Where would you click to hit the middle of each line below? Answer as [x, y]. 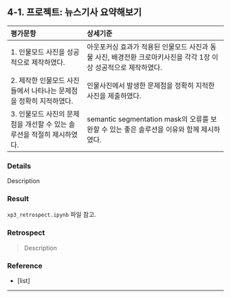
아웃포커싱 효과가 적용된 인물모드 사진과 [147, 47]
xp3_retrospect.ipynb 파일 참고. [52, 215]
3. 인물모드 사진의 [38, 114]
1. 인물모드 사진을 [38, 52]
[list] [23, 280]
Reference [25, 266]
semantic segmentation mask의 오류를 [148, 119]
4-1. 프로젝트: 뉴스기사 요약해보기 [75, 12]
